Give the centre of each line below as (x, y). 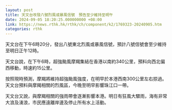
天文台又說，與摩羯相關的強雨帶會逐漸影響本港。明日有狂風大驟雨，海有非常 (86, 96)
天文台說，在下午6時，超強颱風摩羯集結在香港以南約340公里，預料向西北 (83, 61)
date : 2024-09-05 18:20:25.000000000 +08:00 (54, 19)
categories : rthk (24, 29)
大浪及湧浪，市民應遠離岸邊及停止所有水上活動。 (57, 102)
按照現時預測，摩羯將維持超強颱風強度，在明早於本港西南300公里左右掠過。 (86, 79)
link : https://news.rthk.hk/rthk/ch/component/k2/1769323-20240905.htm (83, 24)
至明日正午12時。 (24, 51)
